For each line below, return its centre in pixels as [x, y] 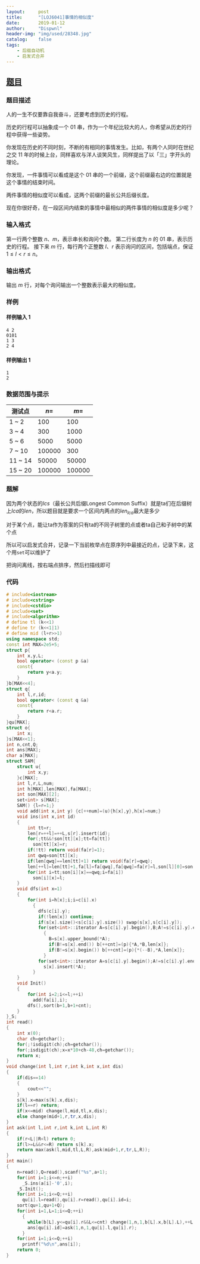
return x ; [29, 1056]
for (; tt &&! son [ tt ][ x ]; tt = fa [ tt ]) [69, 839]
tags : [13, 45]
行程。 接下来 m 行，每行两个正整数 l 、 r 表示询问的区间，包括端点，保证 [105, 246]
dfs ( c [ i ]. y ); [54, 911]
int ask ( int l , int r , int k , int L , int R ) [57, 1128]
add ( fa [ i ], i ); [50, 1000]
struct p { [18, 650]
